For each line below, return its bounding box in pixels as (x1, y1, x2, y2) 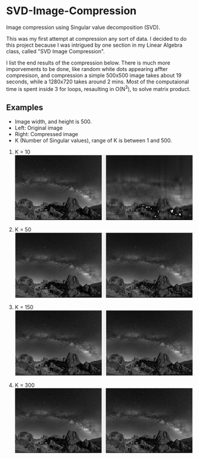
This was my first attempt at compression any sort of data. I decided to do (6, 35, 187, 42)
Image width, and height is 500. (14, 118, 92, 125)
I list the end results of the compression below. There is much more (6, 59, 171, 66)
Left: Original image (14, 124, 63, 131)
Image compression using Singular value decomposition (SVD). (6, 24, 161, 31)
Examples (6, 102, 43, 112)
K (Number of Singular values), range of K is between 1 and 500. (14, 137, 172, 144)
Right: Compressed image (14, 131, 78, 138)
